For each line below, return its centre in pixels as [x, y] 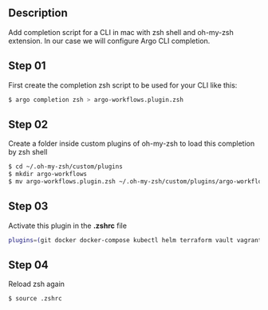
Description [38, 13]
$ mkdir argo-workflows [48, 175]
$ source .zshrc [35, 299]
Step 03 [28, 206]
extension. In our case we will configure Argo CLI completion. [109, 41]
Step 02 [28, 124]
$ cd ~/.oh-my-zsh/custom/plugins [66, 167]
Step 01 [27, 66]
